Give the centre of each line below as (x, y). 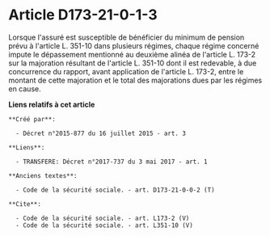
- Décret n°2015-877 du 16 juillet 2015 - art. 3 (101, 133)
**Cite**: (25, 204)
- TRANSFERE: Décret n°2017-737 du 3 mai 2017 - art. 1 (112, 162)
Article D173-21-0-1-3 (83, 15)
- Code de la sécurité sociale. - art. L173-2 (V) (103, 218)
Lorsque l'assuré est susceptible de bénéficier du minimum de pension (127, 37)
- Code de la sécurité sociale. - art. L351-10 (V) (105, 225)
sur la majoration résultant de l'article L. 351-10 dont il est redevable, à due (133, 63)
